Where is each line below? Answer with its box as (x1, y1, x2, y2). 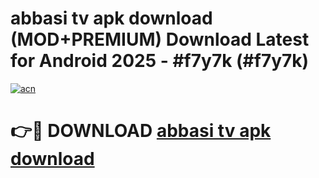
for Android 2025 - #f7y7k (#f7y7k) (10, 50, 310, 72)
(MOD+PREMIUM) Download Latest (10, 28, 310, 51)
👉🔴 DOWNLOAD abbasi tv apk (10, 120, 272, 142)
